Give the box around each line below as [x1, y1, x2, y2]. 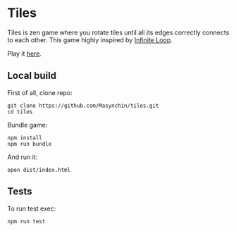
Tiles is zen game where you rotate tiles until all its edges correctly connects [7, 28, 230, 37]
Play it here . [7, 49, 42, 58]
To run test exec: [7, 204, 56, 213]
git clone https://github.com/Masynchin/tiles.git [7, 102, 159, 109]
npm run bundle [7, 140, 52, 147]
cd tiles [7, 108, 33, 115]
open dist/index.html [7, 166, 71, 173]
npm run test [7, 218, 46, 225]
